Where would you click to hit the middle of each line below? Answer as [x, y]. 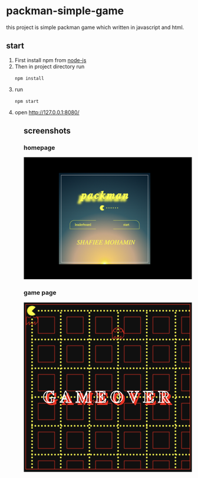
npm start [27, 101]
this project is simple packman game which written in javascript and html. [95, 27]
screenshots [47, 131]
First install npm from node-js [50, 60]
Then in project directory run [49, 66]
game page [40, 293]
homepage [39, 148]
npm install [29, 78]
